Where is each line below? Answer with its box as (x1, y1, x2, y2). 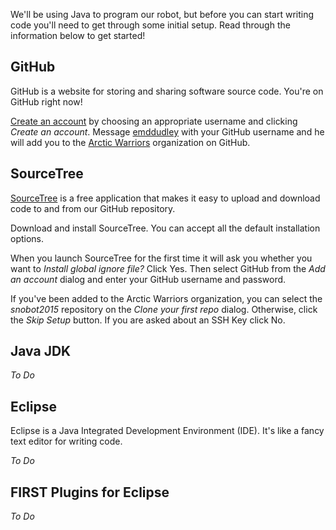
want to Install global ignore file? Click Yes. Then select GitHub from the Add (10, 262, 326, 274)
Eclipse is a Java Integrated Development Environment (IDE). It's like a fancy (10, 425, 325, 437)
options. (10, 232, 45, 244)
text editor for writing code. (10, 435, 123, 448)
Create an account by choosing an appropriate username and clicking (10, 115, 298, 127)
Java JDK (10, 343, 72, 360)
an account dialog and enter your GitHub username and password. (10, 273, 287, 285)
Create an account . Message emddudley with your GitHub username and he (10, 125, 325, 138)
